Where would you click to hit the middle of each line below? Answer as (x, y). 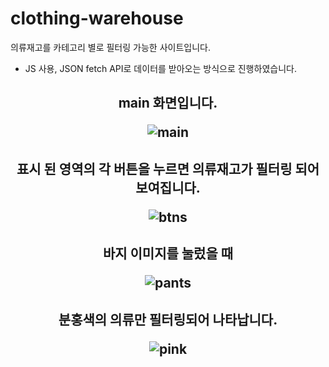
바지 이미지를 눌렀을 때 (168, 253)
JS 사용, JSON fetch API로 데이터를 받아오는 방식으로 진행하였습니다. (160, 68)
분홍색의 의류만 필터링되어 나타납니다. (168, 319)
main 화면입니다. (168, 103)
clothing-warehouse (97, 18)
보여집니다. (168, 187)
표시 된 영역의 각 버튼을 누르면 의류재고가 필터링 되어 (168, 168)
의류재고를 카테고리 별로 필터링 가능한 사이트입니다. (110, 47)
